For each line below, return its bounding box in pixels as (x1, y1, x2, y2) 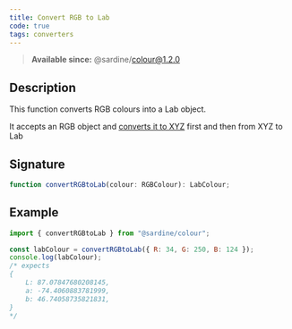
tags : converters (9, 30, 74, 38)
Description (9, 80, 76, 95)
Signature (9, 156, 65, 172)
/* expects (9, 261, 50, 271)
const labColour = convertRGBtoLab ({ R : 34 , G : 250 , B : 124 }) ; (9, 245, 254, 254)
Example (9, 205, 59, 220)
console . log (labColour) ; (9, 253, 102, 262)
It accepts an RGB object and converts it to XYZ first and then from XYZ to (9, 122, 284, 132)
